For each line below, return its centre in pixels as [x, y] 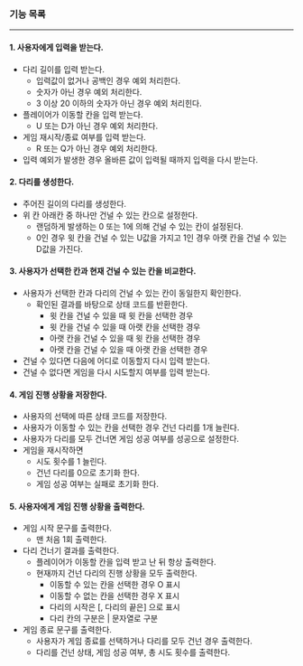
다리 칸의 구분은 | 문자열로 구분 [104, 619]
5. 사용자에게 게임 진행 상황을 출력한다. [77, 506]
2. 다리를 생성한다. [42, 182]
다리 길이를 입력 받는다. [64, 69]
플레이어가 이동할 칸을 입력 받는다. [83, 114]
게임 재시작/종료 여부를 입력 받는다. [84, 136]
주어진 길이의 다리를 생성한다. [74, 203]
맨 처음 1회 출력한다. [71, 539]
